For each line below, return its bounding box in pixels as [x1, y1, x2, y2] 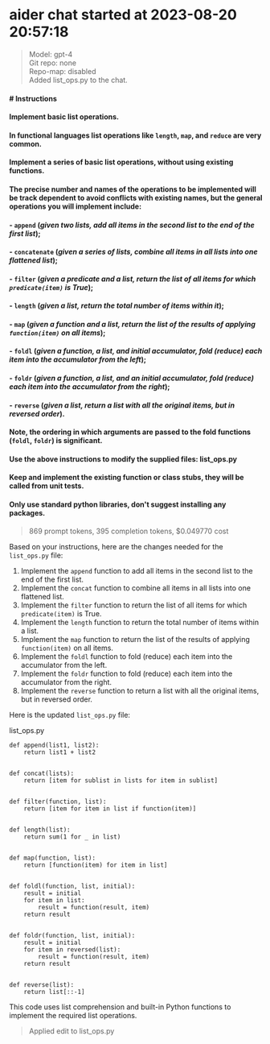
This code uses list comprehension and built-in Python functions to [9, 1001, 231, 1012]
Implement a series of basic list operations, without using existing [9, 157, 234, 167]
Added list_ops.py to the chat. [28, 75, 128, 85]
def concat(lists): [9, 769, 75, 777]
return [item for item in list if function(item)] [23, 804, 197, 813]
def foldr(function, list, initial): [9, 931, 136, 939]
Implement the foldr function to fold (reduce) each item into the [20, 669, 233, 678]
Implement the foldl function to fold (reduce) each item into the [20, 651, 233, 661]
